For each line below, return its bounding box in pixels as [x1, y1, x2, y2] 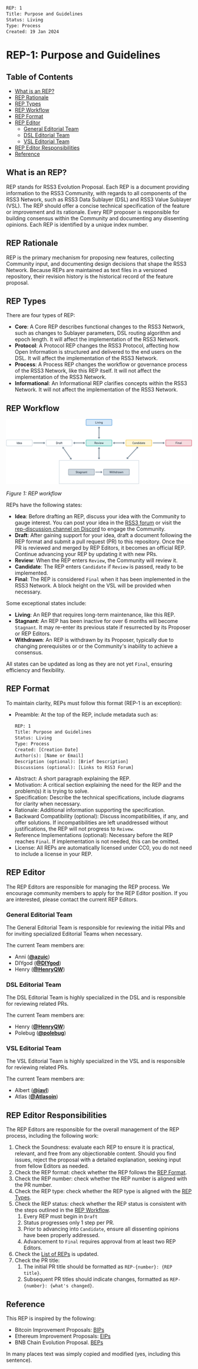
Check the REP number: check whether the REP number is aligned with [14, 1175, 187, 1182]
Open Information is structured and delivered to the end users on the [14, 348, 181, 356]
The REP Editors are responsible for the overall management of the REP [6, 1126, 180, 1133]
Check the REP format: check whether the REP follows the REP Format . [14, 1169, 187, 1176]
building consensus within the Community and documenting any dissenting [6, 215, 189, 222]
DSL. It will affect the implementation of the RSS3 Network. [14, 354, 158, 362]
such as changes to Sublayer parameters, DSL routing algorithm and [14, 330, 181, 337]
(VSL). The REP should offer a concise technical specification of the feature [6, 202, 190, 209]
